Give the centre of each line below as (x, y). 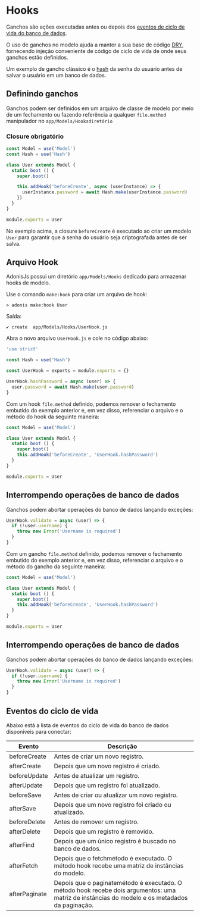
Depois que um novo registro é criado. (107, 766)
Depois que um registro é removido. (104, 831)
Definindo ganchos (42, 94)
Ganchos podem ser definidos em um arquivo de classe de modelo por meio (100, 108)
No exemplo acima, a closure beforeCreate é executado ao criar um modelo (99, 231)
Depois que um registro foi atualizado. (107, 785)
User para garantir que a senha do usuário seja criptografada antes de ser (97, 237)
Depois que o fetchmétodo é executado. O (113, 858)
